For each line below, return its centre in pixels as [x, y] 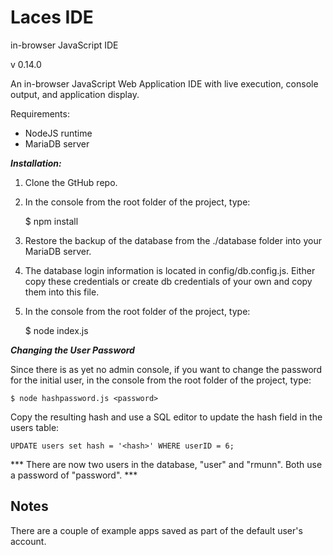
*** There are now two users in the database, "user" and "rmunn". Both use [166, 464]
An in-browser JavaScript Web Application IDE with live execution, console [164, 83]
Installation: [36, 163]
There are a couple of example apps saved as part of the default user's [156, 530]
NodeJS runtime [58, 133]
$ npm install [51, 221]
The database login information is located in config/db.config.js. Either [170, 270]
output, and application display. [75, 94]
